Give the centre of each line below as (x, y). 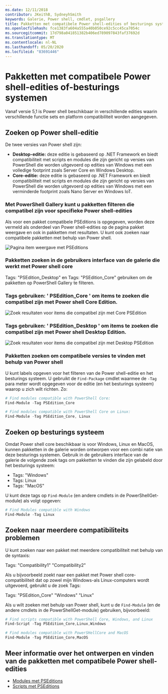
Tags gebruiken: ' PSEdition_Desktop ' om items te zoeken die (82, 326)
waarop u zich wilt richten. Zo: (36, 389)
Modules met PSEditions (37, 680)
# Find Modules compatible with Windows (48, 510)
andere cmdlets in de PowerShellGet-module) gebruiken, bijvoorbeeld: (78, 610)
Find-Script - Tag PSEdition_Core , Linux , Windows (56, 624)
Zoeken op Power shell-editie (52, 132)
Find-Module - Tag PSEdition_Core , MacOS (47, 638)
